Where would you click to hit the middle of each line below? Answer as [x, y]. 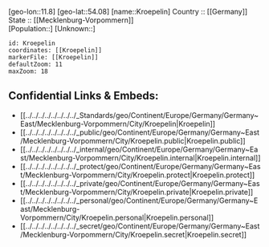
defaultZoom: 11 [35, 64]
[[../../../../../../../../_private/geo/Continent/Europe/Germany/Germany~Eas [140, 183]
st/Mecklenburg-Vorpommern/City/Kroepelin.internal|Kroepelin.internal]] [140, 158]
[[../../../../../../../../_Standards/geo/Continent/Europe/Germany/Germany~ [139, 115]
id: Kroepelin [32, 43]
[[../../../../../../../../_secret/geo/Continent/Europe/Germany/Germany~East [140, 226]
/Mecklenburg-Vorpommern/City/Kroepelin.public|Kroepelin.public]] [133, 140]
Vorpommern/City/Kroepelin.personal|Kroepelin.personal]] [117, 217]
